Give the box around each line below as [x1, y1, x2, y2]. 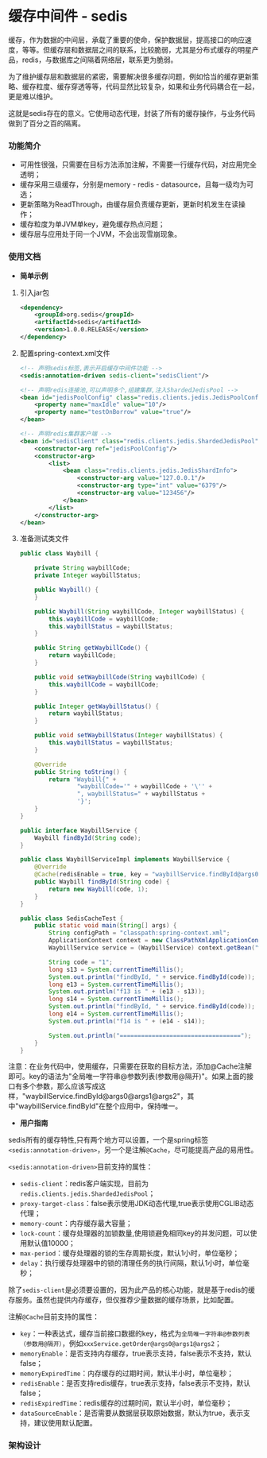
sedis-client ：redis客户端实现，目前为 [19, 1179, 149, 1189]
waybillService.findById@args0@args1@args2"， [25, 1092, 188, 1101]
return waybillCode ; [48, 652, 117, 659]
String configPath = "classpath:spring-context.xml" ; [48, 929, 230, 938]
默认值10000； [26, 1239, 75, 1248]
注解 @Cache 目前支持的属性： [8, 1312, 99, 1321]
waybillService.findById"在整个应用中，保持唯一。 [18, 1101, 183, 1111]
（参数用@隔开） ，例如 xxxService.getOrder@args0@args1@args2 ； [19, 1339, 222, 1348]
